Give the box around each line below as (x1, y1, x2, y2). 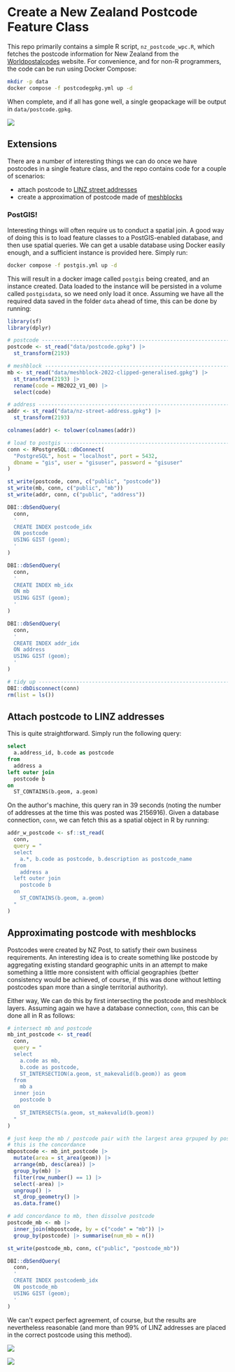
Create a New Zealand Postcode (7, 4, 198, 20)
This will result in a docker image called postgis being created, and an (7, 274, 210, 283)
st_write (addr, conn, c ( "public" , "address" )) (7, 491, 145, 498)
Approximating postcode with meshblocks (7, 927, 197, 939)
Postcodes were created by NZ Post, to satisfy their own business (7, 946, 197, 954)
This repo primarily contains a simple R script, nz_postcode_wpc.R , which (7, 42, 215, 50)
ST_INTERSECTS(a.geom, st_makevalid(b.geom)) (20, 1109, 155, 1116)
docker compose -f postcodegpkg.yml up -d (7, 85, 133, 92)
